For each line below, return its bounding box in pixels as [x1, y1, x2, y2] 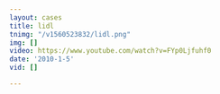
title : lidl [9, 21, 54, 30]
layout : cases [9, 13, 63, 22]
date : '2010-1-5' [9, 55, 75, 64]
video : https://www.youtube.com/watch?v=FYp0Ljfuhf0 [9, 47, 212, 56]
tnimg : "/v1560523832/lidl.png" [9, 30, 131, 38]
